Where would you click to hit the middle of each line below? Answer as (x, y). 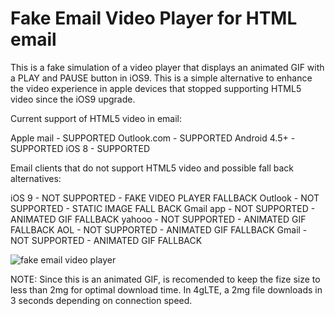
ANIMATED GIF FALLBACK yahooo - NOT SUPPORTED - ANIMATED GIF (158, 219)
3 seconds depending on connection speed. (101, 300)
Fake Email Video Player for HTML (154, 18)
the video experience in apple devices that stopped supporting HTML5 (156, 88)
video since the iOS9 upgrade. (73, 99)
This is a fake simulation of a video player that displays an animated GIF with (167, 67)
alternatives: (36, 178)
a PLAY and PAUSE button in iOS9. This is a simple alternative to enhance (161, 78)
